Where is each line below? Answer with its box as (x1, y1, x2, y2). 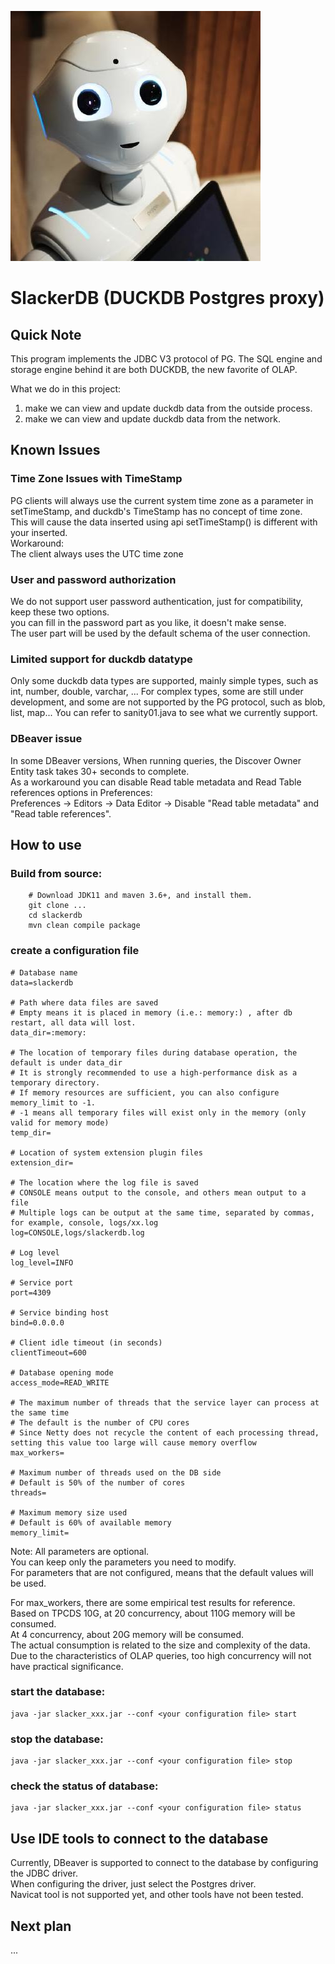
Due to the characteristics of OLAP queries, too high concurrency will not (10, 1649, 312, 1661)
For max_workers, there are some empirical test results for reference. (10, 1596, 296, 1608)
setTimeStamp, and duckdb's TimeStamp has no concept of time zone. (10, 505, 303, 517)
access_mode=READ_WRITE (10, 1377, 110, 1388)
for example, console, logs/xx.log (10, 1217, 159, 1228)
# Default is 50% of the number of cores (10, 1477, 186, 1488)
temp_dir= (10, 1127, 52, 1138)
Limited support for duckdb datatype (10, 652, 193, 666)
